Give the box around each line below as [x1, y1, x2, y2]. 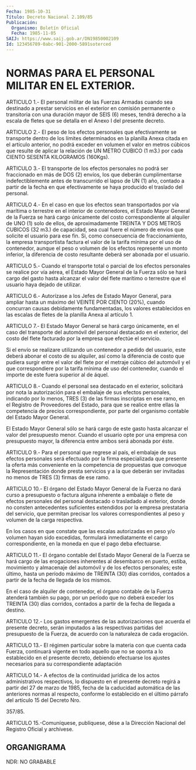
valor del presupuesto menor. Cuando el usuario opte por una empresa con [6, 431, 187, 438]
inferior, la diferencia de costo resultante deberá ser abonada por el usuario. [6, 250, 190, 258]
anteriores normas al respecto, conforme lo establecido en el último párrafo [6, 690, 188, 697]
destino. [6, 606, 26, 613]
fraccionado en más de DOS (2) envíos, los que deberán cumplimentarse [6, 171, 183, 178]
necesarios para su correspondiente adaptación [6, 660, 122, 667]
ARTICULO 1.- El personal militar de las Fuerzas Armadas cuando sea [6, 98, 173, 106]
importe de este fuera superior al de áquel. [6, 371, 109, 378]
